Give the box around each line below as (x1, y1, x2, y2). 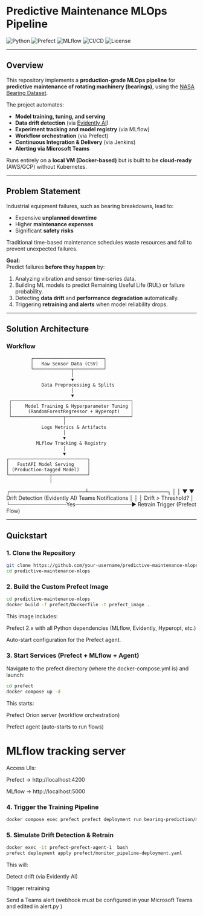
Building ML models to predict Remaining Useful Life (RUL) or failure (14, 281, 185, 289)
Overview (6, 61, 44, 71)
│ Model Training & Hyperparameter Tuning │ (8, 404, 134, 410)
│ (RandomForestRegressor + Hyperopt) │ (8, 408, 134, 415)
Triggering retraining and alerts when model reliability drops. (14, 301, 168, 308)
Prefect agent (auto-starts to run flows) (6, 723, 104, 730)
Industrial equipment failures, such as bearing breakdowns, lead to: (6, 202, 174, 209)
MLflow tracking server (6, 744, 126, 757)
